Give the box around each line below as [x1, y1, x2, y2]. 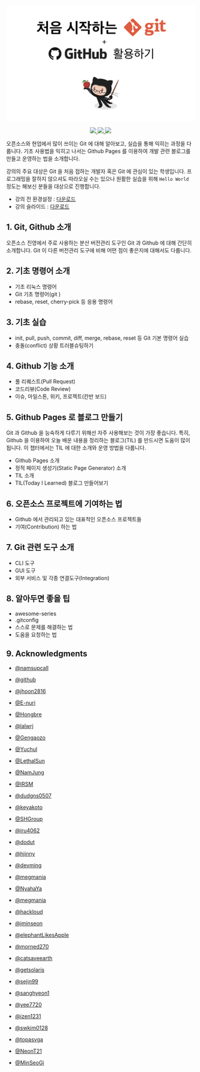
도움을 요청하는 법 [14, 631, 57, 638]
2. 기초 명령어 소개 [6, 266, 70, 276]
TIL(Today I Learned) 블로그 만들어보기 [14, 479, 109, 487]
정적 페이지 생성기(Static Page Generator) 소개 [14, 464, 126, 472]
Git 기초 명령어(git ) [14, 290, 61, 298]
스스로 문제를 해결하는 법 [14, 623, 73, 630]
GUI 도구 [14, 567, 36, 574]
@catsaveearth [14, 955, 53, 962]
